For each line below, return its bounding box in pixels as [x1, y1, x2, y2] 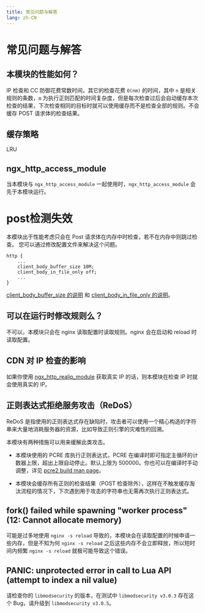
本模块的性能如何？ [6, 69, 79, 80]
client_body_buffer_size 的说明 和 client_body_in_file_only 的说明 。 [6, 291, 174, 299]
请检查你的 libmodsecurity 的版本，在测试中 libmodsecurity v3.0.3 [6, 592, 177, 600]
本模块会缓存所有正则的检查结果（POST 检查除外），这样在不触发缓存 [15, 480, 190, 487]
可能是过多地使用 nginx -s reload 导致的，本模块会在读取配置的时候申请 [6, 532, 190, 539]
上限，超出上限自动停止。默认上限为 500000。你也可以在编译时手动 [26, 459, 198, 466]
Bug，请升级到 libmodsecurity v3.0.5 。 [13, 600, 115, 607]
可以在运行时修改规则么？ [6, 311, 103, 321]
